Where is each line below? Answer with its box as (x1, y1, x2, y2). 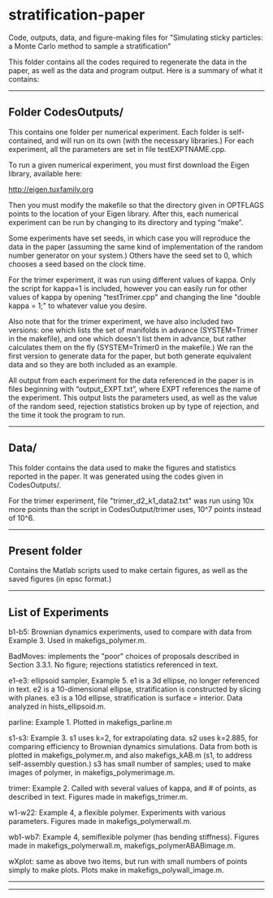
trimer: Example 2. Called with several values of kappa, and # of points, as (8, 783, 258, 793)
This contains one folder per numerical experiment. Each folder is (8, 127, 227, 137)
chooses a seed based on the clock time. (8, 258, 146, 269)
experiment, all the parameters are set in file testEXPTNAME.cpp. (8, 144, 227, 154)
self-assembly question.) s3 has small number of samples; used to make (8, 759, 252, 769)
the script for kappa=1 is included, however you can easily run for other (8, 283, 248, 293)
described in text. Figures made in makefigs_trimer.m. (8, 792, 188, 802)
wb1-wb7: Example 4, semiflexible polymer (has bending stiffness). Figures (8, 832, 260, 842)
